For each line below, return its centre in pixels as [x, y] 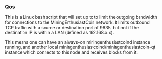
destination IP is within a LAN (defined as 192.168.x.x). [59, 33]
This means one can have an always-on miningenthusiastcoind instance [78, 42]
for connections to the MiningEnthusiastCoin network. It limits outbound [78, 22]
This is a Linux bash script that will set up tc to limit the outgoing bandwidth [81, 17]
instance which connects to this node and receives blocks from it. [71, 52]
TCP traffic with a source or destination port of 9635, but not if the [72, 28]
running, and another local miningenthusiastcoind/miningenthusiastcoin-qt [80, 47]
